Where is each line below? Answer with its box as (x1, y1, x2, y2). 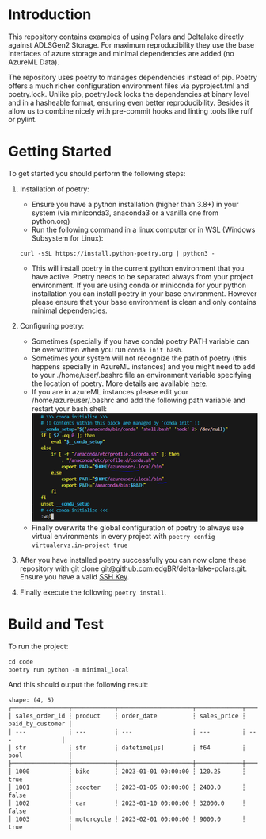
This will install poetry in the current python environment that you (31, 264, 245, 273)
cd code (8, 658, 34, 666)
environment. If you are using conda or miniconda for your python (31, 280, 247, 290)
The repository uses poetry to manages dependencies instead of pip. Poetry (8, 72, 257, 82)
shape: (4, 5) (8, 696, 55, 704)
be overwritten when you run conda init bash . (31, 344, 184, 354)
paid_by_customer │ (8, 720, 73, 728)
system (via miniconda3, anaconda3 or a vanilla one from (31, 208, 219, 217)
